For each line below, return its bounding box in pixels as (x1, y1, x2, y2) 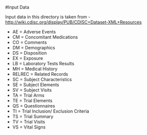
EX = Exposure (12, 55, 43, 61)
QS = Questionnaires (12, 103, 55, 109)
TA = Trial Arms (12, 92, 45, 98)
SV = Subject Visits (12, 87, 52, 93)
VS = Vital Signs (12, 124, 46, 130)
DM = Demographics (12, 45, 55, 50)
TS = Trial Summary (12, 114, 54, 119)
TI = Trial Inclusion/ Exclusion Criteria (12, 108, 90, 114)
